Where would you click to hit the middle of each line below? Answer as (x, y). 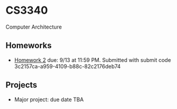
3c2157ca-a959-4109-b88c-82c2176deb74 (67, 66)
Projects (21, 85)
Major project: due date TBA (49, 99)
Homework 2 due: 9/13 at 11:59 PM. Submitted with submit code (92, 60)
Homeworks (29, 46)
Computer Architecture (34, 27)
